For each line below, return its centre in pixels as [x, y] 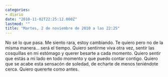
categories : [18, 10]
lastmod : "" [18, 24]
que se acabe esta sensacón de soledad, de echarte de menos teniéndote [82, 64]
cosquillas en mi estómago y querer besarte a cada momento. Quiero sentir [83, 53]
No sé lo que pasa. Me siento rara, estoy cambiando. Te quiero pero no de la [84, 42]
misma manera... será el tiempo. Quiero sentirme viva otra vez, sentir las [80, 48]
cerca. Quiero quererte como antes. [42, 69]
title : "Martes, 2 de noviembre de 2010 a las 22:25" [63, 28]
